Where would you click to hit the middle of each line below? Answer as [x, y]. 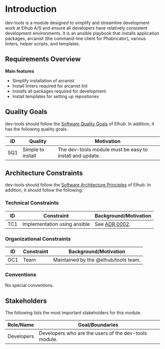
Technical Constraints [32, 203]
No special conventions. [29, 285]
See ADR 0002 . [113, 224]
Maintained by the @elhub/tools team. [97, 260]
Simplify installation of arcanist [43, 80]
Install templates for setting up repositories [55, 96]
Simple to [33, 149]
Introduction [31, 9]
